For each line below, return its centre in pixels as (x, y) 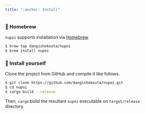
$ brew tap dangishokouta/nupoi (38, 46)
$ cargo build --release (30, 92)
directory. (15, 106)
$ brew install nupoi (27, 51)
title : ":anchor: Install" (32, 9)
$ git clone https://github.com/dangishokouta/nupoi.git (64, 83)
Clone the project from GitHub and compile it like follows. (62, 74)
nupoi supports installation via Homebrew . (47, 37)
